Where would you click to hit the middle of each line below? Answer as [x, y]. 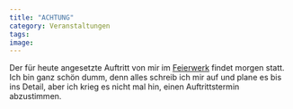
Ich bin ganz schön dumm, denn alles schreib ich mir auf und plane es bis [146, 78]
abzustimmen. [36, 96]
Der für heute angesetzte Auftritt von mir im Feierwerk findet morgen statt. [147, 68]
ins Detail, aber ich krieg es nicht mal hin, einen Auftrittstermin [124, 87]
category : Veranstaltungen [60, 26]
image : [22, 42]
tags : [19, 34]
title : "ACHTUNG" [42, 17]
